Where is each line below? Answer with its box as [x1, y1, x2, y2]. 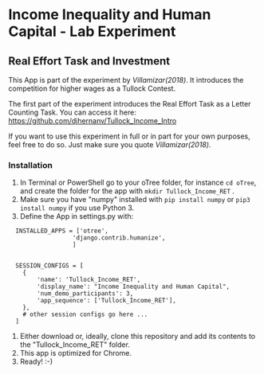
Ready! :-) [19, 356, 53, 367]
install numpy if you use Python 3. [19, 203, 135, 212]
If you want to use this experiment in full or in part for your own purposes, [8, 131, 251, 141]
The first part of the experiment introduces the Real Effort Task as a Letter [8, 99, 251, 108]
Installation [8, 159, 53, 170]
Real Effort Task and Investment [8, 54, 171, 68]
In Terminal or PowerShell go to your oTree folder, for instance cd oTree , [19, 177, 257, 188]
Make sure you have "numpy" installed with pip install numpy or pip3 [19, 195, 250, 205]
